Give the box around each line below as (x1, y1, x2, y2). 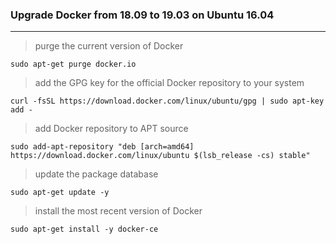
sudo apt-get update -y (10, 188, 110, 198)
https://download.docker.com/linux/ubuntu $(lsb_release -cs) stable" (10, 151, 311, 161)
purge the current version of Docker (34, 40, 184, 52)
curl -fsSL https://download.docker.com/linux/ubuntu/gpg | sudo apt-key (10, 96, 325, 107)
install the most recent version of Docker (34, 205, 203, 217)
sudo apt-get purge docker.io (10, 59, 137, 70)
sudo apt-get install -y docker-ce (10, 224, 159, 235)
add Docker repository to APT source (34, 123, 189, 135)
